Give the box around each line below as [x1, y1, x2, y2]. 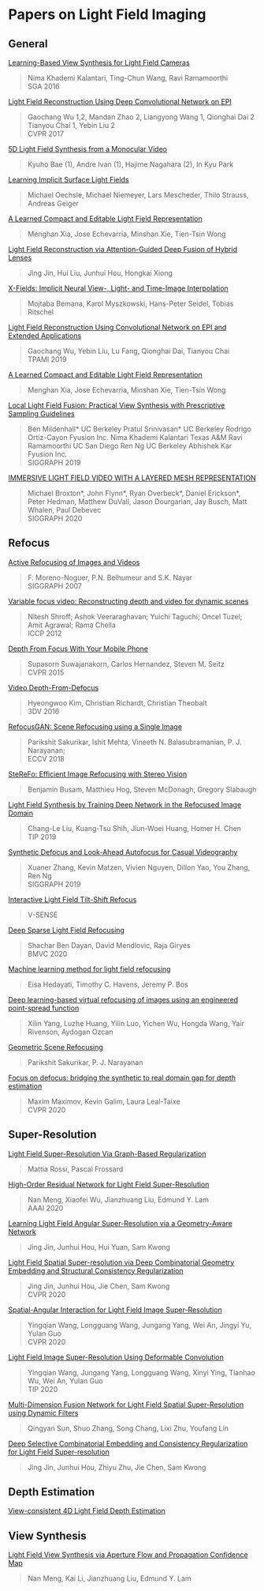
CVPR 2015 [27, 668, 65, 677]
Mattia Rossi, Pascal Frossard [27, 1164, 124, 1174]
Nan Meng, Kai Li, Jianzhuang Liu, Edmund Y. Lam [27, 1574, 191, 1583]
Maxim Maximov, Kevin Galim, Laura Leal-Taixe [27, 1096, 180, 1106]
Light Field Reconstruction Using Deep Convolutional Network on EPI [8, 97, 232, 106]
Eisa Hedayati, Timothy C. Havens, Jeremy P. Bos [27, 980, 188, 989]
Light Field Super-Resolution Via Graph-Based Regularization [8, 1149, 206, 1158]
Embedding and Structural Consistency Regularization [8, 1266, 184, 1275]
